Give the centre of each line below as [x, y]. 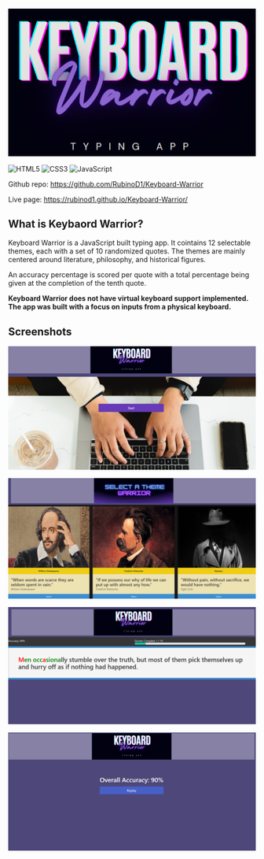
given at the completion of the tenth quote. [77, 283]
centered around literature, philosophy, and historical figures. [107, 260]
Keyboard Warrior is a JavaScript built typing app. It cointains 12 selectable [130, 243]
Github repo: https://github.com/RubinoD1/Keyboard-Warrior [106, 184]
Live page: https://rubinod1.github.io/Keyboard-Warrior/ [98, 199]
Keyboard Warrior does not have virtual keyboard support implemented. [128, 298]
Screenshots [40, 331]
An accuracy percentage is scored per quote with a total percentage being [129, 275]
